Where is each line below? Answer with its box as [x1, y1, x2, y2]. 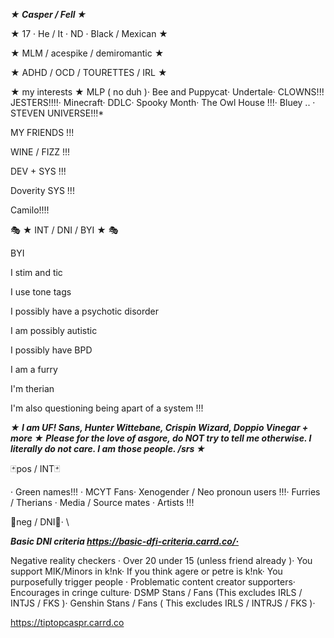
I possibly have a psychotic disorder [10, 305, 160, 317]
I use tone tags [10, 286, 72, 298]
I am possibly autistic [10, 325, 98, 336]
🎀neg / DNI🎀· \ [10, 516, 70, 528]
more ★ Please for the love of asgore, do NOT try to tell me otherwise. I [10, 432, 312, 444]
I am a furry [10, 364, 58, 375]
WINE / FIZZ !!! [10, 146, 71, 158]
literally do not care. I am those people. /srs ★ [10, 443, 207, 454]
